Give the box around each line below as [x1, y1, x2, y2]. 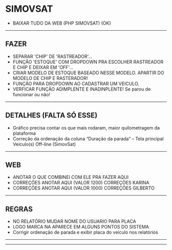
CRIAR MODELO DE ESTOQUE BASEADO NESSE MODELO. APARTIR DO [12, 70, 165, 76]
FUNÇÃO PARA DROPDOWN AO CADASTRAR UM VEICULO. [12, 80, 140, 87]
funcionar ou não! [12, 91, 50, 97]
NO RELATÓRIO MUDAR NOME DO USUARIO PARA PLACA [12, 218, 137, 224]
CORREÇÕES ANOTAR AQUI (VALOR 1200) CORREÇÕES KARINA [12, 180, 149, 186]
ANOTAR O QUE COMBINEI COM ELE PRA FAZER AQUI [12, 174, 129, 180]
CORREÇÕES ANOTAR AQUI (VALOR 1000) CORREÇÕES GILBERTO [12, 185, 155, 191]
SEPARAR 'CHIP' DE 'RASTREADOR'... [12, 53, 93, 59]
